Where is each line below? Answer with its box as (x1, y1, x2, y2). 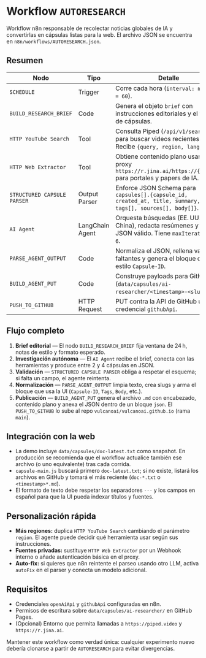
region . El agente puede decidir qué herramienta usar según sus (15, 534, 178, 541)
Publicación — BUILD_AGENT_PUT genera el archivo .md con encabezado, (15, 394, 196, 401)
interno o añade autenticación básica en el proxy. (15, 553, 140, 560)
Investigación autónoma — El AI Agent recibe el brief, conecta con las (15, 354, 194, 362)
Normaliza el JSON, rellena (115, 247, 193, 255)
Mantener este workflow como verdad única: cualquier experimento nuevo (6, 638, 195, 645)
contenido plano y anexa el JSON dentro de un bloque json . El (15, 400, 173, 408)
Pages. (15, 613, 33, 621)
